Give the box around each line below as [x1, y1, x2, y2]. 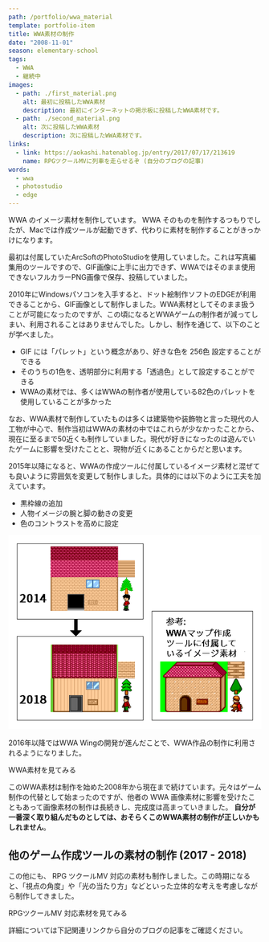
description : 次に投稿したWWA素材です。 [22, 132, 146, 140]
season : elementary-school [8, 47, 99, 55]
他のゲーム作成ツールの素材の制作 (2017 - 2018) [8, 848, 247, 862]
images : [8, 80, 35, 88]
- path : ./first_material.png [15, 89, 116, 97]
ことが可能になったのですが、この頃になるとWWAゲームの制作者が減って [8, 309, 251, 319]
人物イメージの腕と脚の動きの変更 [19, 509, 133, 518]
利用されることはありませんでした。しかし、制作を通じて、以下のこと [29, 320, 261, 329]
